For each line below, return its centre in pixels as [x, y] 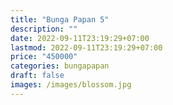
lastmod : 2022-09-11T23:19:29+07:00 [86, 47]
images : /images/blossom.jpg [71, 85]
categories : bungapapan [60, 66]
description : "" [44, 29]
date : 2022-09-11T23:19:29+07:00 [80, 38]
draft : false [37, 76]
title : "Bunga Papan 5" [60, 19]
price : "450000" [44, 57]
